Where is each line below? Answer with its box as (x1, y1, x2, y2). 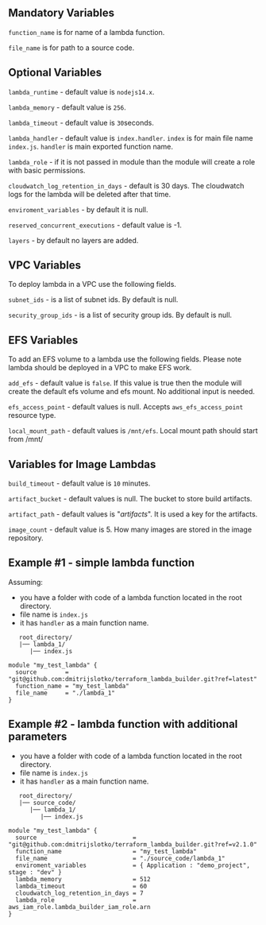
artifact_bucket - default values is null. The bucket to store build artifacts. (8, 494, 253, 504)
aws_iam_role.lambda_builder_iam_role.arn (8, 903, 151, 911)
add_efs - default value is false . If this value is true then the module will (8, 378, 242, 388)
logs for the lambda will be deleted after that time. (8, 189, 172, 199)
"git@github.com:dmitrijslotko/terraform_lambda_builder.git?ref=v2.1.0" (8, 840, 258, 849)
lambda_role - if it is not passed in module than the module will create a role (8, 157, 256, 166)
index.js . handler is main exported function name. (8, 141, 173, 151)
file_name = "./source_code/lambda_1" (15, 854, 226, 862)
